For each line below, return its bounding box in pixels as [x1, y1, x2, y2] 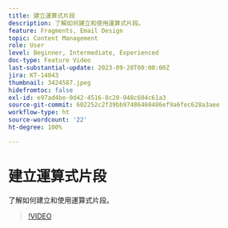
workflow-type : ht [8, 109, 70, 117]
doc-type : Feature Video [8, 57, 91, 65]
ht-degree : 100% [8, 123, 62, 131]
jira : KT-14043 [8, 71, 59, 79]
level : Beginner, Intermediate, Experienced [8, 49, 159, 57]
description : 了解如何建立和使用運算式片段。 [8, 19, 145, 27]
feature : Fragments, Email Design [8, 26, 124, 34]
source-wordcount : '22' [8, 116, 88, 124]
